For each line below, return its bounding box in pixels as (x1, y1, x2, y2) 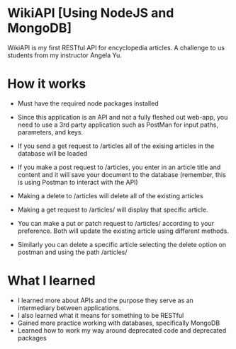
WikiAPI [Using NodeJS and (7, 5, 174, 21)
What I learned (7, 273, 96, 289)
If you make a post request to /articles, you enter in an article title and (17, 163, 221, 171)
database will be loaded (17, 149, 88, 157)
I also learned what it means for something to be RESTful (17, 311, 184, 319)
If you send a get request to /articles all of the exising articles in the (17, 142, 215, 150)
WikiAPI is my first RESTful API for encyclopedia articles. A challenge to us (7, 43, 225, 52)
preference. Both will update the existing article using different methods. (17, 227, 229, 235)
